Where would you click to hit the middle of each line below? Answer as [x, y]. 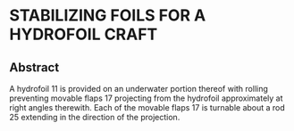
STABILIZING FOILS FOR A [108, 16]
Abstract [34, 67]
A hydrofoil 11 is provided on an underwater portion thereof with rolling [139, 89]
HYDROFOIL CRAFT [84, 34]
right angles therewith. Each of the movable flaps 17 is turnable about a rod [147, 107]
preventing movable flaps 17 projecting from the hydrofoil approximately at [146, 98]
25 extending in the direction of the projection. [95, 117]
